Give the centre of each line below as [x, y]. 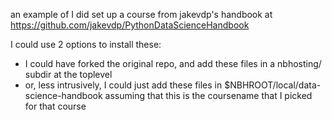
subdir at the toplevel [68, 74]
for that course [55, 106]
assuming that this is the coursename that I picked [208, 95]
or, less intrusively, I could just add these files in [123, 85]
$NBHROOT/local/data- [273, 85]
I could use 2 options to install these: [86, 44]
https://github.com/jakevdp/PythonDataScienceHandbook [130, 25]
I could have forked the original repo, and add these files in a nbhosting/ [173, 63]
